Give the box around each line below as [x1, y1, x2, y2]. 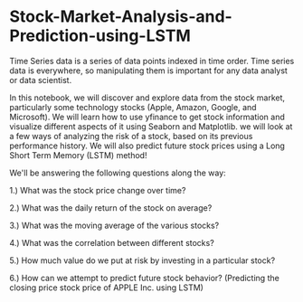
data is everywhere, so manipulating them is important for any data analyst [9, 65, 288, 76]
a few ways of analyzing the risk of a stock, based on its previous [9, 130, 253, 141]
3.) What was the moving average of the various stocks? [9, 220, 220, 231]
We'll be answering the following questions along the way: [9, 167, 226, 178]
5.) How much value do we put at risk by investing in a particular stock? [9, 255, 276, 266]
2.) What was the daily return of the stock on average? [9, 202, 213, 213]
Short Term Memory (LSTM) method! [9, 149, 147, 160]
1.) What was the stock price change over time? [9, 184, 186, 195]
